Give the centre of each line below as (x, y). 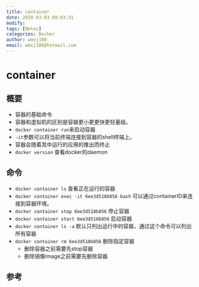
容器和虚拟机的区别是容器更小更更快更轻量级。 (73, 122)
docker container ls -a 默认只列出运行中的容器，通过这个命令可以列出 (103, 226)
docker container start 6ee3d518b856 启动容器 (73, 218)
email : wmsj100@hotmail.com (41, 46)
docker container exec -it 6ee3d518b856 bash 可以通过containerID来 (101, 196)
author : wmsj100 (26, 40)
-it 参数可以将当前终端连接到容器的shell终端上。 (75, 137)
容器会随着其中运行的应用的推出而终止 (62, 144)
